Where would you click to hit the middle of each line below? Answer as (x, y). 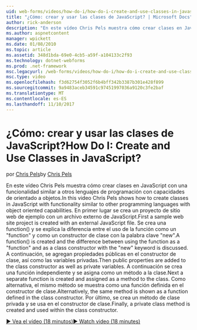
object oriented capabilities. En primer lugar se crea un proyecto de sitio (93, 210)
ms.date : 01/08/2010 (31, 45)
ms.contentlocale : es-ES (36, 98)
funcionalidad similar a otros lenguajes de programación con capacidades (95, 192)
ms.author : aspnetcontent (38, 33)
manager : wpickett (28, 39)
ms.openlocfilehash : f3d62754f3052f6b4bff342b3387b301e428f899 (85, 83)
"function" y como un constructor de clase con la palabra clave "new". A (93, 236)
